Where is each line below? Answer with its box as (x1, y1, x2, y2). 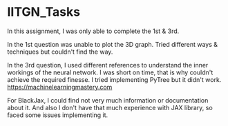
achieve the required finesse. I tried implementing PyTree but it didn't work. (7, 75, 222, 83)
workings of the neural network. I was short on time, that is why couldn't (7, 68, 213, 76)
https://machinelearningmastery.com (7, 83, 113, 91)
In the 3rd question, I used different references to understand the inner (7, 61, 209, 69)
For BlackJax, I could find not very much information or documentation (7, 96, 209, 104)
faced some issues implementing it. (7, 111, 108, 119)
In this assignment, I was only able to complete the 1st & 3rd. (7, 27, 180, 35)
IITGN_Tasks (7, 4, 81, 20)
